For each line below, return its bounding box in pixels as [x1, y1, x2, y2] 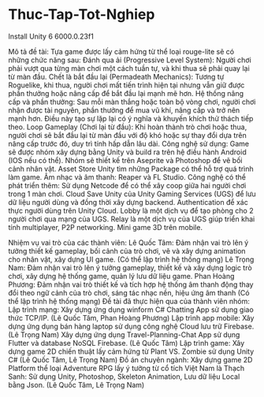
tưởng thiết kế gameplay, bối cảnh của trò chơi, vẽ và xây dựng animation [8, 246, 246, 255]
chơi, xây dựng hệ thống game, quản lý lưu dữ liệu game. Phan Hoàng [8, 271, 235, 280]
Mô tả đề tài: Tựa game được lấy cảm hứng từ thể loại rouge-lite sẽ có [8, 46, 235, 56]
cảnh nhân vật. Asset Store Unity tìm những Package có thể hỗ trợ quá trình [8, 164, 254, 173]
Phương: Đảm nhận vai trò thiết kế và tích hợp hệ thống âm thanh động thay [8, 280, 254, 289]
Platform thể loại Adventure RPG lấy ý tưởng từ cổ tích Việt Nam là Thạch [8, 363, 245, 373]
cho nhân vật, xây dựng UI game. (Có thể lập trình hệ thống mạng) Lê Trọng [8, 254, 255, 264]
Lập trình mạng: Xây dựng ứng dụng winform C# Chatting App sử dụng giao [8, 305, 254, 314]
